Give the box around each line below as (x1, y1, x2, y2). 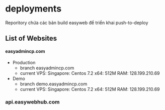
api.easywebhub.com (5, 98, 60, 105)
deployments (5, 3, 62, 15)
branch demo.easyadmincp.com (20, 81, 88, 87)
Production (12, 59, 36, 65)
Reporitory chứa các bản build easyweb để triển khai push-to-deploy (5, 20, 148, 26)
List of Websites (5, 34, 57, 43)
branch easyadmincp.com (20, 65, 74, 71)
